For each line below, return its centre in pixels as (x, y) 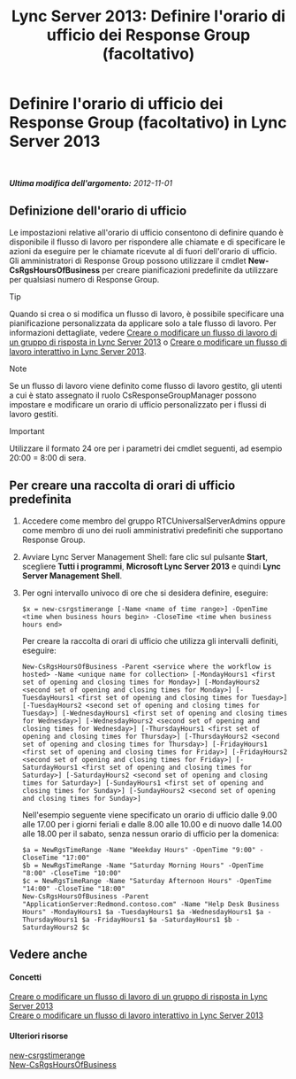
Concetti (26, 977)
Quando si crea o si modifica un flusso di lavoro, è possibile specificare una (147, 314)
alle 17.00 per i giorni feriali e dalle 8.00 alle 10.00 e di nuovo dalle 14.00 (152, 824)
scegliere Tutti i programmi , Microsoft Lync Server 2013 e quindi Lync (151, 566)
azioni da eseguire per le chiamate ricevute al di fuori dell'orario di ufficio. (143, 251)
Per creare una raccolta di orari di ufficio (122, 486)
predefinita (41, 499)
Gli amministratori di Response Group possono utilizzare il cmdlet (128, 260)
